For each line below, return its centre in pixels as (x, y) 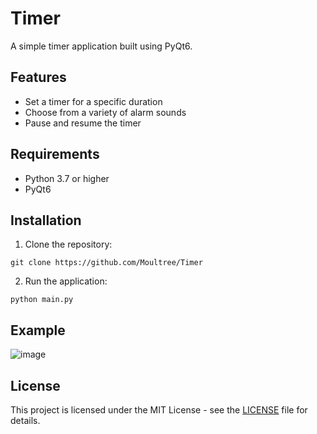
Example (38, 330)
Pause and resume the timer (83, 123)
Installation (46, 220)
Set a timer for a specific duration (93, 101)
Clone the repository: (68, 244)
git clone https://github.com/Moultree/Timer (106, 263)
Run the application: (66, 281)
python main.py (42, 300)
